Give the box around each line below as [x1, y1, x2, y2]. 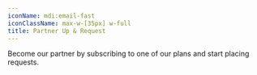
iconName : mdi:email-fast [7, 11, 95, 20]
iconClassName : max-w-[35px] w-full [7, 19, 131, 27]
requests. [7, 57, 40, 67]
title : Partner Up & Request [7, 27, 106, 35]
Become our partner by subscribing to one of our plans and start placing [7, 49, 250, 59]
